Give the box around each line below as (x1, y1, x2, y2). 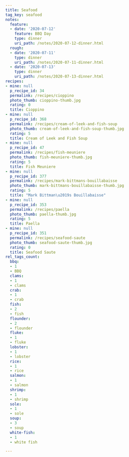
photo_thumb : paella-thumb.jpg (10, 211, 76, 217)
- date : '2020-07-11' (10, 50, 56, 55)
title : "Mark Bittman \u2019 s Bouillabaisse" (10, 193, 106, 198)
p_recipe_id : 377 (10, 174, 47, 179)
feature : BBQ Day (14, 31, 51, 36)
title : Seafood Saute (10, 250, 56, 255)
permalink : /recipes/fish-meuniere (10, 150, 86, 155)
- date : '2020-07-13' (10, 64, 56, 69)
